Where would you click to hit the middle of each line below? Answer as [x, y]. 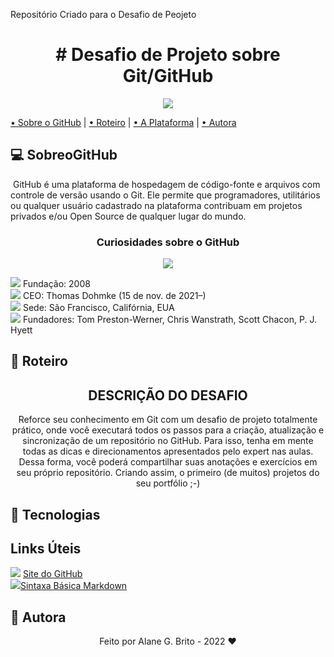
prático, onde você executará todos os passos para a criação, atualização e [168, 430]
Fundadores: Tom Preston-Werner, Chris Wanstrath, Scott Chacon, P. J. [169, 320]
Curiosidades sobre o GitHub [168, 242]
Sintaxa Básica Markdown [74, 586]
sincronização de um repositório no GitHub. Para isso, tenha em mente [168, 441]
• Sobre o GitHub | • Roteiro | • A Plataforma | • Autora [123, 122]
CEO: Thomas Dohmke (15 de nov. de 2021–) [114, 296]
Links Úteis [46, 549]
